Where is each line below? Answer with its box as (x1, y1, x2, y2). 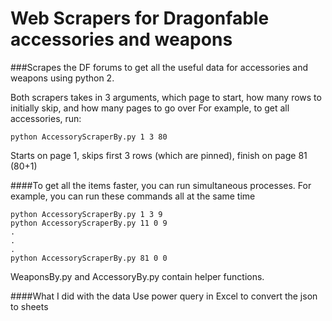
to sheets (10, 300, 49, 312)
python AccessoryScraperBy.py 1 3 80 (10, 132, 168, 142)
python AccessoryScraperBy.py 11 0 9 (10, 218, 168, 228)
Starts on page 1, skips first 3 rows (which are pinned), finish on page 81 (10, 149, 308, 161)
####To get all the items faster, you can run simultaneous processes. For (10, 179, 312, 191)
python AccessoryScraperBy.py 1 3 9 (10, 209, 163, 219)
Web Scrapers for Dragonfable (10, 7, 270, 30)
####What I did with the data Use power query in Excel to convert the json (10, 290, 318, 302)
